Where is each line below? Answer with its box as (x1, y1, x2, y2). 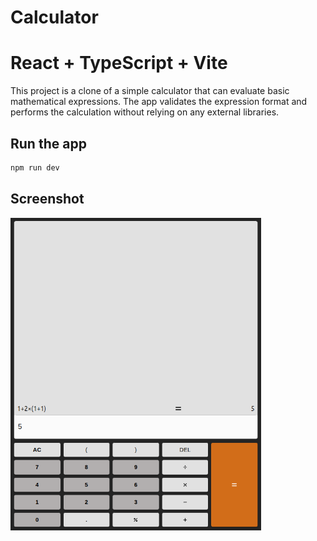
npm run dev (10, 162, 60, 173)
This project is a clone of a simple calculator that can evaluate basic (10, 85, 290, 97)
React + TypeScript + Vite (10, 52, 228, 75)
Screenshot (10, 191, 85, 208)
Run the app (10, 135, 87, 152)
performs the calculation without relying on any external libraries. (10, 106, 280, 118)
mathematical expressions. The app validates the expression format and (10, 96, 308, 108)
